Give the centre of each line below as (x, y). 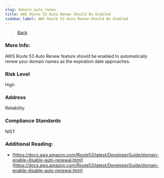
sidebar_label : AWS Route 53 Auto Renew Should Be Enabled (67, 19)
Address (15, 97)
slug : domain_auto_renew (30, 10)
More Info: (18, 46)
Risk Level (18, 74)
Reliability (15, 108)
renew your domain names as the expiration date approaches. (68, 61)
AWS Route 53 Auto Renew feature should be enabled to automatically (76, 56)
